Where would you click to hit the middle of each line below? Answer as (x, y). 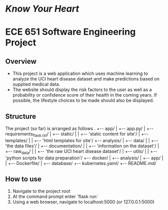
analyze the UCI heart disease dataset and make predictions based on (86, 79)
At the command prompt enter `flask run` (55, 197)
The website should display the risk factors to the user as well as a (82, 90)
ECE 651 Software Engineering (71, 32)
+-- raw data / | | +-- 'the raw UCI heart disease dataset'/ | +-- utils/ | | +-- (81, 152)
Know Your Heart (42, 9)
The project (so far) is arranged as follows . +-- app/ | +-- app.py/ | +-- (79, 129)
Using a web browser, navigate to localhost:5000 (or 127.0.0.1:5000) (83, 202)
